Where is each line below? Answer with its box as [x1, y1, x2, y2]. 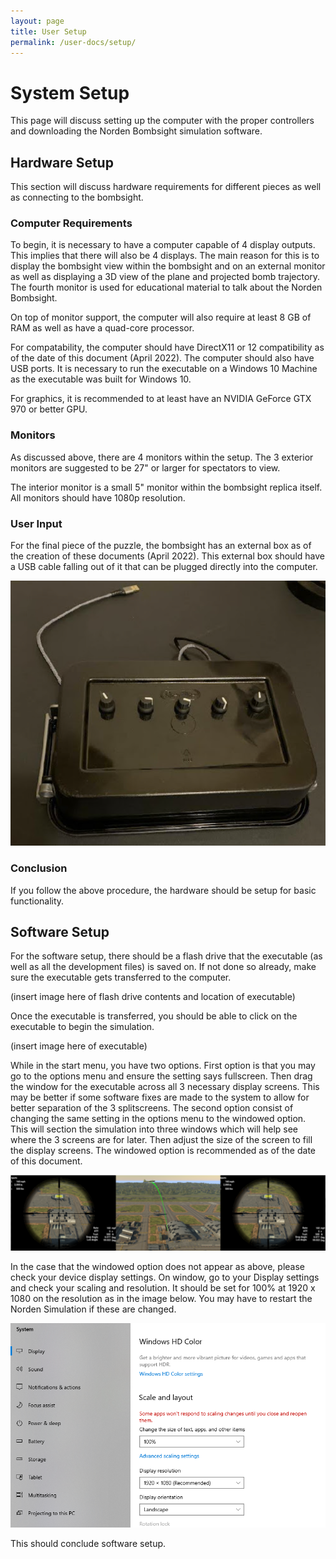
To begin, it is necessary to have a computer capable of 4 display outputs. [10, 239, 316, 251]
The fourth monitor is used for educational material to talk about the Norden [10, 281, 323, 294]
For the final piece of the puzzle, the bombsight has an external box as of [10, 540, 312, 552]
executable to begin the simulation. [10, 1021, 155, 1033]
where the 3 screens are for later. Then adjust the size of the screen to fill [10, 1134, 313, 1146]
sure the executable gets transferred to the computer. [10, 971, 232, 984]
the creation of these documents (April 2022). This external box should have [10, 550, 325, 562]
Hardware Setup [10, 154, 114, 171]
